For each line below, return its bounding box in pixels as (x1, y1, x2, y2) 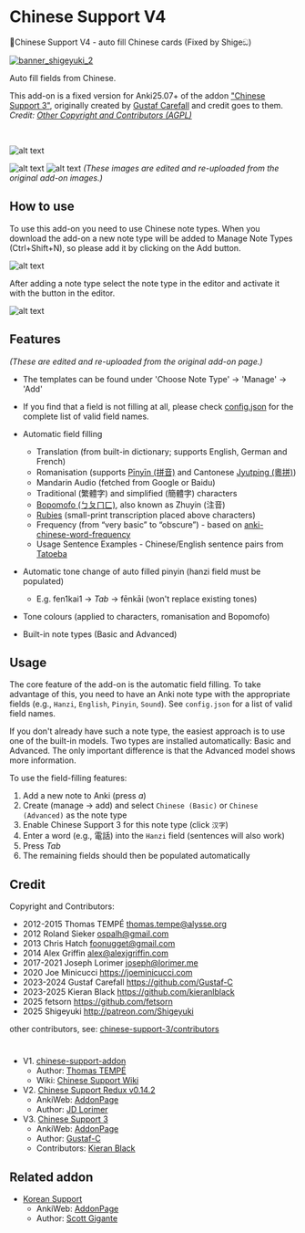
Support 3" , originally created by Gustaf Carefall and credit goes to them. (9, 99, 284, 110)
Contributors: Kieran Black (36, 1143, 136, 1154)
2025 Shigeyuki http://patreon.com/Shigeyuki (22, 1006, 194, 1017)
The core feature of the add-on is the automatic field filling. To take (9, 679, 261, 690)
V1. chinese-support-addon (22, 1056, 127, 1067)
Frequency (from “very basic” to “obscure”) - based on (36, 518, 243, 530)
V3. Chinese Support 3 (22, 1113, 109, 1124)
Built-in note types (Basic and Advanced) (22, 628, 178, 640)
